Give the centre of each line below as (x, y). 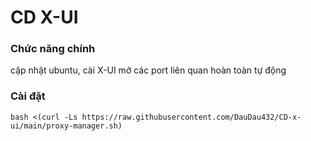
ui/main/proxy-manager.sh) (66, 126)
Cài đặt (28, 96)
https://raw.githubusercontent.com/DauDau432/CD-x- (191, 117)
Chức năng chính (53, 49)
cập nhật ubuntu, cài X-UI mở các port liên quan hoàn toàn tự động (148, 70)
